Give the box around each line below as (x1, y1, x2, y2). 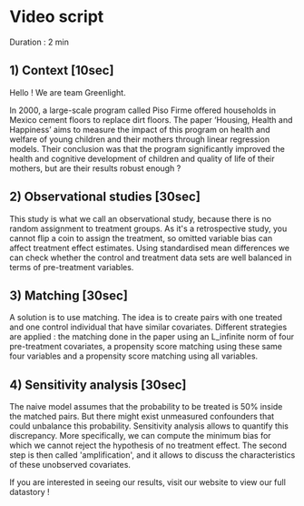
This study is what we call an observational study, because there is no (9, 213, 272, 224)
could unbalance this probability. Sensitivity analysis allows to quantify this (9, 420, 289, 431)
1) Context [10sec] (9, 63, 114, 78)
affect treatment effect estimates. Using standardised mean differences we (9, 242, 290, 253)
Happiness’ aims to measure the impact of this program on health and (9, 124, 270, 135)
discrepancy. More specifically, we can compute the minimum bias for (9, 430, 271, 441)
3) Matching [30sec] (9, 288, 129, 303)
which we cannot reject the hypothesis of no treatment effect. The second (9, 440, 288, 451)
